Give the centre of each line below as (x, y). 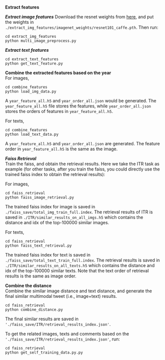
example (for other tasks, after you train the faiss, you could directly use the (82, 169)
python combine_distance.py (34, 310)
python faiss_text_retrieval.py (38, 246)
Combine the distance (28, 286)
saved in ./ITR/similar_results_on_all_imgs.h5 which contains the (74, 217)
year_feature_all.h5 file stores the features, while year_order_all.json (78, 106)
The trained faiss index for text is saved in (48, 255)
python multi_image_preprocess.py (41, 41)
